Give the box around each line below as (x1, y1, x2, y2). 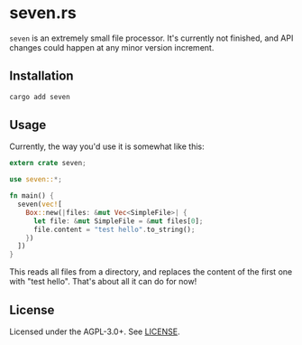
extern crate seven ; (9, 159, 87, 168)
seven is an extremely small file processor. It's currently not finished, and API (9, 33, 294, 43)
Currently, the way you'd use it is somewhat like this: (9, 141, 205, 152)
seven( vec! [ (17, 200, 63, 210)
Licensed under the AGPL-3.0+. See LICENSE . (9, 326, 180, 337)
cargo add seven (9, 92, 70, 101)
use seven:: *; (9, 175, 63, 184)
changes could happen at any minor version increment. (9, 42, 215, 52)
